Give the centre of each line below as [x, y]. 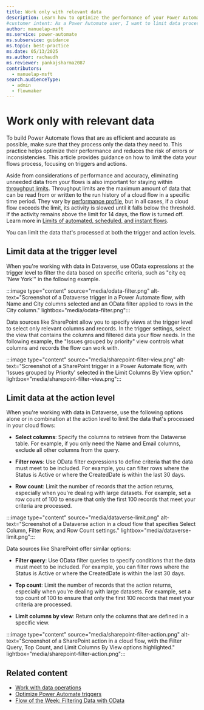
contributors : [24, 68]
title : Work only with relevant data [54, 12]
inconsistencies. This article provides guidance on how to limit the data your [101, 157]
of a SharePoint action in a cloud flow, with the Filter [117, 641]
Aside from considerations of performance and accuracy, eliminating [92, 175]
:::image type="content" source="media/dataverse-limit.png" [83, 517]
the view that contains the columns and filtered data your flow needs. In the [101, 335]
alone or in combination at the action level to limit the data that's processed [100, 419]
